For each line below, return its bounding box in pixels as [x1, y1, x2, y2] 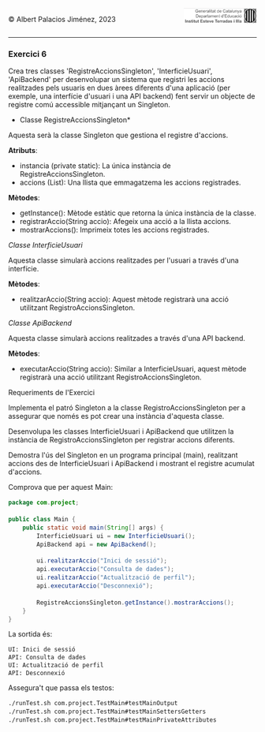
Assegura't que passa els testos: [8, 683, 114, 693]
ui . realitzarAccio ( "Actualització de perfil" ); [36, 573, 196, 582]
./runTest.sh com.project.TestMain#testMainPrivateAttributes [8, 716, 217, 724]
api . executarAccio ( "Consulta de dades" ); [36, 566, 175, 573]
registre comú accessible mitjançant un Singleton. [8, 100, 171, 110]
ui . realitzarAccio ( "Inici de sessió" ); [36, 557, 168, 565]
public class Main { [8, 516, 77, 524]
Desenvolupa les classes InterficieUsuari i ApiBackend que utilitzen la [8, 427, 234, 436]
